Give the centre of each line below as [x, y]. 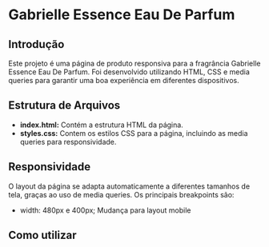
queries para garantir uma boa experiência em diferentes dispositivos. [124, 80]
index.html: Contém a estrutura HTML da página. [102, 125]
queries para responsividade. [68, 141]
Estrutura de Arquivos [64, 106]
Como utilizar [43, 235]
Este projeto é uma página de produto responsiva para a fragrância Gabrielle [134, 63]
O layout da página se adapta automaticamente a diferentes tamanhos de [129, 186]
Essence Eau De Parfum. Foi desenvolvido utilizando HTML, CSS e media [129, 72]
